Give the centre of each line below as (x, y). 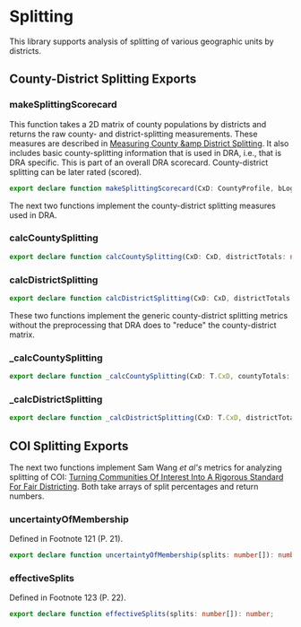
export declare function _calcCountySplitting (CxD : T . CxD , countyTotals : (150, 377)
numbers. (27, 496)
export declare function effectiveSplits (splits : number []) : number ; (142, 614)
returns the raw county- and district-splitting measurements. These (133, 134)
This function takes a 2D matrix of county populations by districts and (138, 124)
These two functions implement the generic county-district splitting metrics (149, 315)
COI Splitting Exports (69, 446)
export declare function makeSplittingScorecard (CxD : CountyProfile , (142, 188)
